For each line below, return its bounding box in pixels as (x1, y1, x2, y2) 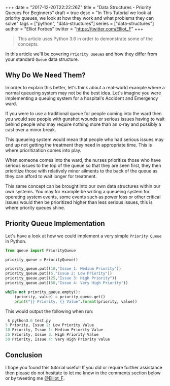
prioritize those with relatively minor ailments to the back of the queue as (5, 167, 158, 174)
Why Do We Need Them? (5, 71, 86, 80)
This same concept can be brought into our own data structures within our (5, 183, 161, 189)
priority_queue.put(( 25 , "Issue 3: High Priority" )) (5, 276, 117, 281)
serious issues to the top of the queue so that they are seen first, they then (5, 162, 161, 168)
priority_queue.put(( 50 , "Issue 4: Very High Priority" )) (5, 280, 128, 286)
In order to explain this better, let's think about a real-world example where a (5, 84, 165, 90)
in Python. (5, 238, 27, 244)
